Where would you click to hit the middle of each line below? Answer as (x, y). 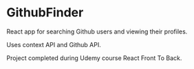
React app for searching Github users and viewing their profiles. (97, 31)
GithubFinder (45, 13)
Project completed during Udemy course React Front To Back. (94, 58)
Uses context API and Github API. (54, 44)
